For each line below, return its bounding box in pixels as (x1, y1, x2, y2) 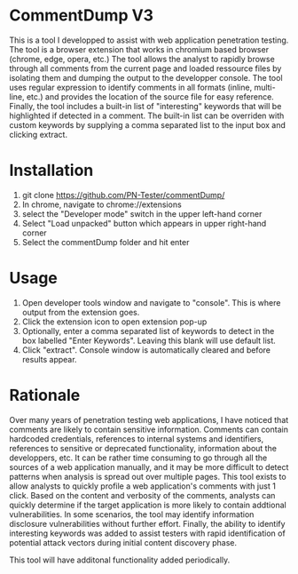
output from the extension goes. (21, 307, 140, 317)
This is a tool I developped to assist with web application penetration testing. (9, 35, 289, 45)
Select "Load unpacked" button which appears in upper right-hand (21, 218, 267, 228)
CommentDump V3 (9, 5, 153, 26)
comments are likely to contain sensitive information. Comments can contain (9, 424, 288, 434)
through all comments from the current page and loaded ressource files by (9, 63, 282, 74)
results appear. (21, 354, 77, 364)
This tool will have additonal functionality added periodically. (9, 554, 231, 565)
